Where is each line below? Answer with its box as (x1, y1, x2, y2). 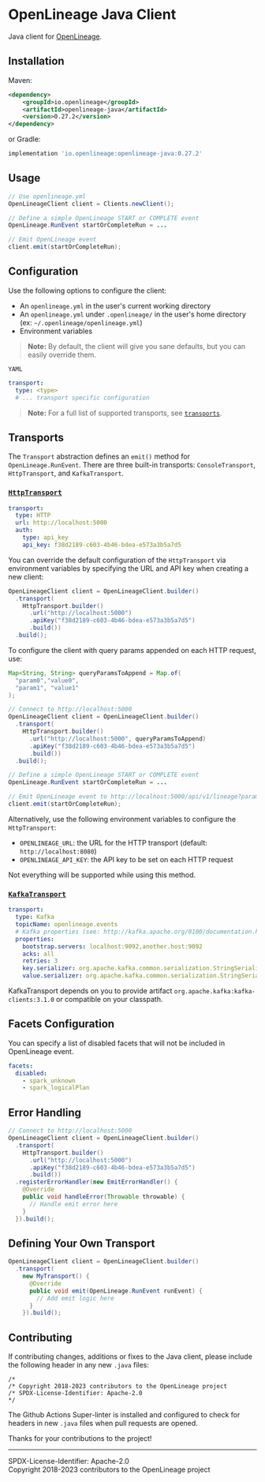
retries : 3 (22, 957, 58, 965)
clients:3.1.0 (8, 996, 55, 1004)
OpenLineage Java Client (8, 6, 177, 24)
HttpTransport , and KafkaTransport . (8, 468, 124, 478)
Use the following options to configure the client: (8, 286, 167, 295)
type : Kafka (15, 914, 55, 921)
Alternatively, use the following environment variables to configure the (8, 814, 237, 824)
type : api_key (22, 534, 69, 542)
